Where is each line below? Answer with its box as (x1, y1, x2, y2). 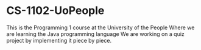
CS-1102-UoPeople (6, 4, 105, 18)
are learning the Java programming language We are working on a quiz (6, 30, 185, 37)
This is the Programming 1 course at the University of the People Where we (6, 24, 195, 31)
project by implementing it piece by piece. (6, 37, 111, 44)
